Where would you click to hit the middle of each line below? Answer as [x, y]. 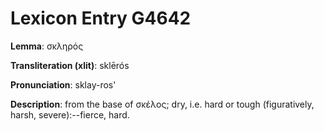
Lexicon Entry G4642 [101, 18]
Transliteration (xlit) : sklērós [70, 65]
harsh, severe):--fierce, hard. [70, 114]
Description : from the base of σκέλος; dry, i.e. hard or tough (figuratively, [162, 104]
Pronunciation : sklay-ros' [63, 84]
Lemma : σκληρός [47, 46]
